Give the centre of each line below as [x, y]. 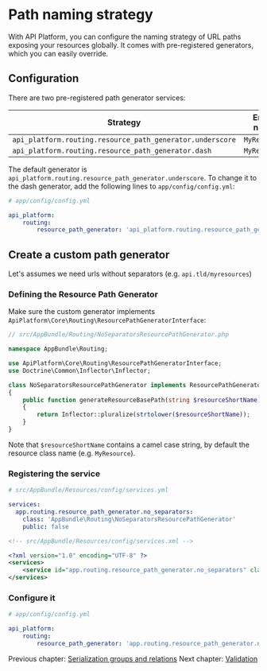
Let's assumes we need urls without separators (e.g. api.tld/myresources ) [130, 274]
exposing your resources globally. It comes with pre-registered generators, [131, 45]
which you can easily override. [58, 53]
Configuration [44, 78]
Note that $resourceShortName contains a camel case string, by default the [129, 444]
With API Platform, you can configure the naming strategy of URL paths [125, 37]
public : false [46, 526]
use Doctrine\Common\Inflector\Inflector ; [79, 370]
